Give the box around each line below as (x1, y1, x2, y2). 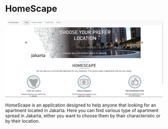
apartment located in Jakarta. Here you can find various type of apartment (5, 107, 159, 113)
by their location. (5, 118, 40, 124)
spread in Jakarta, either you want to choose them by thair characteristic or (5, 112, 161, 118)
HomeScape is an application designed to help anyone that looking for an (5, 102, 156, 108)
